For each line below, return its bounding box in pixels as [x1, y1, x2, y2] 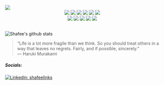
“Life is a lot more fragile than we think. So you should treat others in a [17, 40, 159, 46]
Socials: [5, 62, 22, 68]
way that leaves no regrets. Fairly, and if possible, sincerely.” [17, 46, 140, 51]
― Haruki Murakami [17, 51, 57, 57]
